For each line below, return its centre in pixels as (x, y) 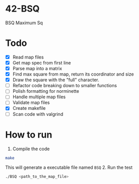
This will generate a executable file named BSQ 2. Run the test (69, 167)
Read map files (28, 57)
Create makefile (29, 108)
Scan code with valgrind (38, 114)
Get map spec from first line (42, 63)
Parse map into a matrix (37, 68)
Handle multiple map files (39, 97)
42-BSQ (22, 9)
